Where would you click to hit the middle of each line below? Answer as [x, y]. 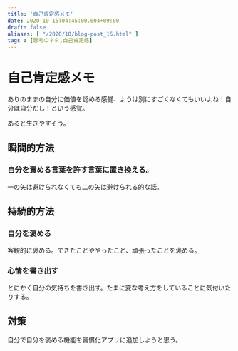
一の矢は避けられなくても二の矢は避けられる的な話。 [85, 187]
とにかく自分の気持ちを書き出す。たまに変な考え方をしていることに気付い [116, 288]
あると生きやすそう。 [38, 123]
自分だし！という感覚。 [54, 108]
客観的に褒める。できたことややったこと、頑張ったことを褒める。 [104, 250]
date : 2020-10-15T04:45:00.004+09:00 [63, 21]
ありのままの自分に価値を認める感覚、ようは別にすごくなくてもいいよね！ [117, 99]
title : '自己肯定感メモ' [40, 14]
